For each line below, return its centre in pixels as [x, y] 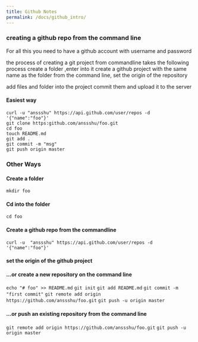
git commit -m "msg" [32, 144]
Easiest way [21, 100]
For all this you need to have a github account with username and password [99, 51]
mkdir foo [18, 191]
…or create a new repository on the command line [69, 274]
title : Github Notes [32, 12]
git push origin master [36, 149]
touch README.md [26, 134]
